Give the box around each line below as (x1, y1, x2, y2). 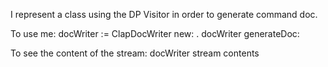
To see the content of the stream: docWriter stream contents (10, 47, 260, 59)
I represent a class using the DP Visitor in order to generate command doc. (10, 9, 318, 20)
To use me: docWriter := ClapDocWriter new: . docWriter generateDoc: (10, 28, 300, 39)
